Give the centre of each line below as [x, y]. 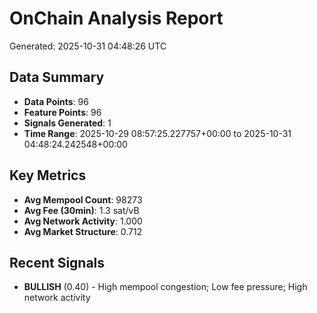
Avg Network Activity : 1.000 [83, 221]
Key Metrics [48, 175]
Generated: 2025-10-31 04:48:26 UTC [88, 46]
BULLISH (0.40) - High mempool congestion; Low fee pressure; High [165, 287]
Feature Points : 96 [62, 112]
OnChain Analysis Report [116, 18]
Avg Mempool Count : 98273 [83, 199]
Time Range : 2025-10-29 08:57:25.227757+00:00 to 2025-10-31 [157, 133]
